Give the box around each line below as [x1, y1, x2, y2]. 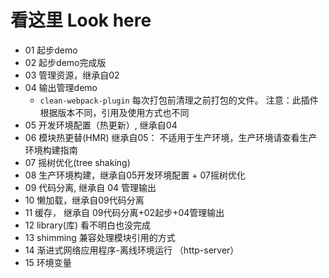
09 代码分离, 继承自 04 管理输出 [24, 181, 157, 193]
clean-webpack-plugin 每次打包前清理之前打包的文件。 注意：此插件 [39, 94, 319, 106]
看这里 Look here [10, 9, 152, 32]
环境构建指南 [24, 144, 78, 156]
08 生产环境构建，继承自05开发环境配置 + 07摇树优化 [24, 169, 246, 181]
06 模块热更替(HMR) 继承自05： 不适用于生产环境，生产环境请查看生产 [24, 131, 318, 143]
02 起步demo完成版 [24, 56, 107, 68]
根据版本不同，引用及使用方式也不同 [39, 106, 190, 118]
